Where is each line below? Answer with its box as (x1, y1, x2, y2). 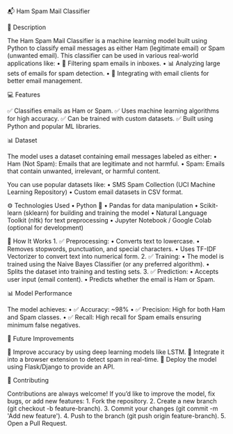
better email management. (7, 77, 83, 85)
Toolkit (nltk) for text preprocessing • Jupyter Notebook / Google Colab (7, 216, 212, 224)
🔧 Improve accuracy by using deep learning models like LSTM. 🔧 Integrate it (7, 348, 225, 356)
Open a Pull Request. (7, 419, 67, 427)
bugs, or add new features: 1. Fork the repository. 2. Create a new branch (7, 397, 217, 405)
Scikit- (199, 202, 219, 209)
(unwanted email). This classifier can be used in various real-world (7, 51, 199, 59)
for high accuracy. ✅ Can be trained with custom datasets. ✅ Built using (7, 115, 214, 122)
